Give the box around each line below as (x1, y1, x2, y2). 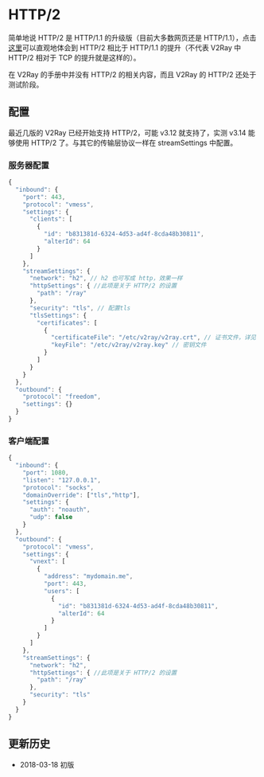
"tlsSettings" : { (29, 311, 87, 319)
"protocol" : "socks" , (22, 483, 94, 491)
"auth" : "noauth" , (29, 506, 91, 514)
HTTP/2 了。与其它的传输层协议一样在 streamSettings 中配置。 (30, 138, 238, 147)
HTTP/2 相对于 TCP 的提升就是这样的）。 (8, 53, 141, 62)
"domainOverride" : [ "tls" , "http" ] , (22, 491, 141, 499)
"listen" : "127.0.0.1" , (22, 476, 102, 484)
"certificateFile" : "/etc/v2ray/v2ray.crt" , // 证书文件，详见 (50, 334, 257, 342)
